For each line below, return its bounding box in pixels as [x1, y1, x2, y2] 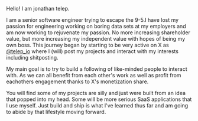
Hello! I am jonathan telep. [6, 5, 70, 12]
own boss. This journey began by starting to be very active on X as [6, 41, 170, 48]
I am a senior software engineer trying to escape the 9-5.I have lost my [6, 17, 179, 23]
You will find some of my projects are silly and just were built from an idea [6, 90, 186, 96]
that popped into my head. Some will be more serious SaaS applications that [6, 96, 192, 103]
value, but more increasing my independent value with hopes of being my [6, 35, 186, 42]
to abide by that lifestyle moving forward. [6, 109, 106, 115]
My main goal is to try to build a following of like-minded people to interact [6, 66, 187, 73]
